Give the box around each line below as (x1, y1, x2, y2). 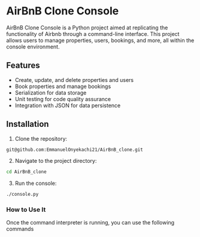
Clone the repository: (14, 135, 68, 142)
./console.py (6, 192, 39, 197)
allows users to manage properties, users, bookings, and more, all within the (6, 37, 195, 44)
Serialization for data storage (14, 89, 87, 96)
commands (6, 226, 34, 233)
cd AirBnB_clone (6, 169, 47, 175)
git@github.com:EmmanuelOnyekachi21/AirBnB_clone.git (6, 147, 144, 153)
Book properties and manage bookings (14, 83, 111, 90)
